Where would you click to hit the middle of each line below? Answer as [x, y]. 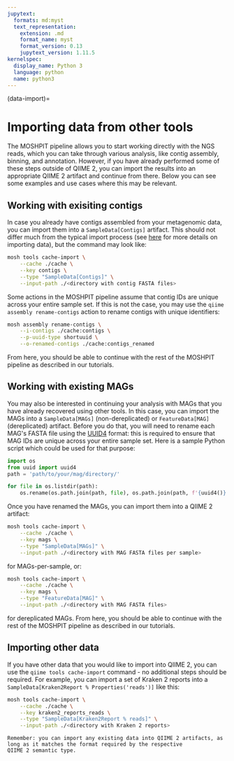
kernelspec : [24, 59]
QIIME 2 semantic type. [42, 751]
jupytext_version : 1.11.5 [58, 53]
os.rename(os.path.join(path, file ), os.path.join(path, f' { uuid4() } [123, 493]
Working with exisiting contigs [75, 205]
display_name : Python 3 [48, 66]
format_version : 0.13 [51, 46]
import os [22, 461]
